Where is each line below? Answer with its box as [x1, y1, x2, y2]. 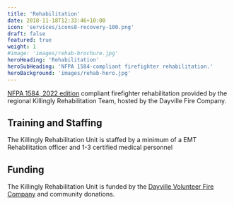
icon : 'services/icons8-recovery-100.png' [7, 23, 134, 30]
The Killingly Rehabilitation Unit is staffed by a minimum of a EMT [7, 136, 197, 144]
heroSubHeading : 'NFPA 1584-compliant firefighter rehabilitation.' [7, 63, 213, 70]
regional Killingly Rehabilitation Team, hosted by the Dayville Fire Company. [7, 96, 227, 105]
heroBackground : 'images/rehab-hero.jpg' [7, 69, 131, 76]
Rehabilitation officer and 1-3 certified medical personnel [7, 143, 173, 152]
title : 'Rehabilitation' [7, 10, 81, 18]
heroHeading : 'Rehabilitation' [7, 57, 100, 64]
